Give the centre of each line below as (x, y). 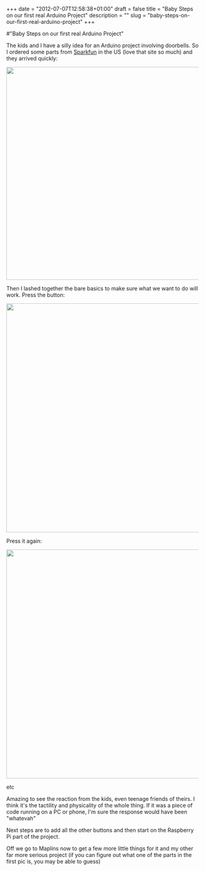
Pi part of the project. (33, 837)
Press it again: (24, 541)
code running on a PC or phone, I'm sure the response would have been (97, 812)
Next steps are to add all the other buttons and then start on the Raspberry (100, 830)
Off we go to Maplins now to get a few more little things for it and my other (100, 848)
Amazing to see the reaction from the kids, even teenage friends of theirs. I (101, 799)
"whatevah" (21, 818)
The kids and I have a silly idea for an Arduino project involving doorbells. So (103, 45)
